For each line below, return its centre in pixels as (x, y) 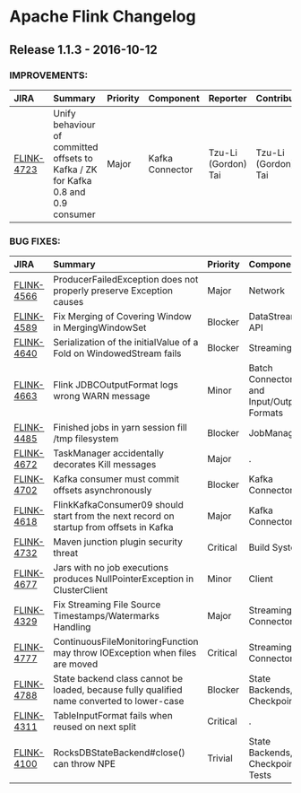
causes (69, 302)
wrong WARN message (102, 396)
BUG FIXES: (35, 241)
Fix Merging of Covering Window (123, 317)
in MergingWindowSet (100, 327)
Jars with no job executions (111, 568)
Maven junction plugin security (118, 542)
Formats (266, 413)
